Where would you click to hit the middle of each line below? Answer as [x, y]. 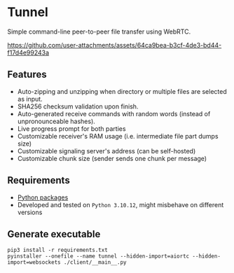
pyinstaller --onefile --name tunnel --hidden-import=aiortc [98, 256]
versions [30, 212]
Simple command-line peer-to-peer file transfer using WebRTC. [99, 31]
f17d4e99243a [28, 52]
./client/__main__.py [95, 262]
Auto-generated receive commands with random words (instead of [114, 113]
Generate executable [54, 234]
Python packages [43, 197]
